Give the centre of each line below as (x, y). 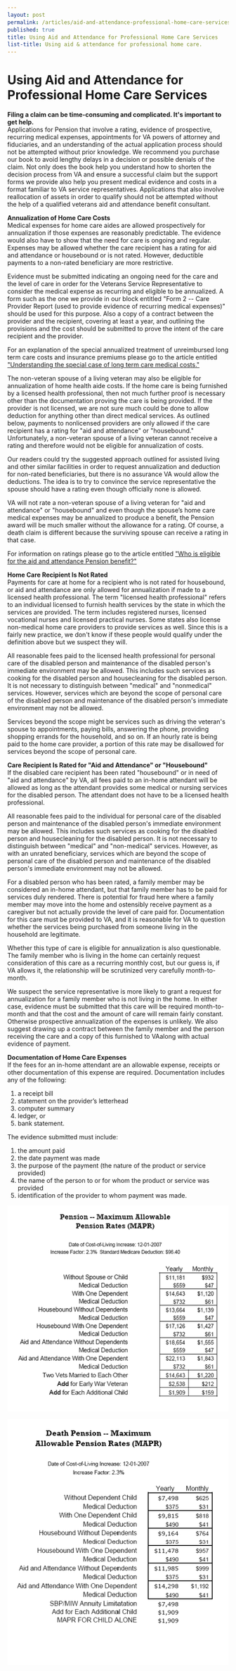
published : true (31, 30)
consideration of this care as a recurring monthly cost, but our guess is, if (113, 963)
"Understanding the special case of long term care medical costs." (104, 365)
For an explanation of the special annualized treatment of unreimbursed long (118, 350)
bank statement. (41, 1123)
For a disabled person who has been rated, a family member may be (106, 882)
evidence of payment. (39, 1044)
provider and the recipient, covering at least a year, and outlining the (106, 321)
